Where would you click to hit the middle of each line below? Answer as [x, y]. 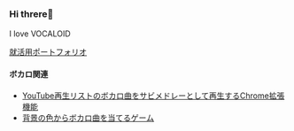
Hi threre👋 [31, 13]
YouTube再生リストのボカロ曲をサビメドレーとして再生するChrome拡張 [153, 96]
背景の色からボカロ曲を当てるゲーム [88, 118]
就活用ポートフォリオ [48, 52]
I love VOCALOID [40, 34]
